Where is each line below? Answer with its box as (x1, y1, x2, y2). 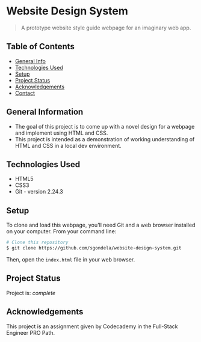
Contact (14, 89, 35, 97)
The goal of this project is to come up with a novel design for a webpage (14, 123, 195, 130)
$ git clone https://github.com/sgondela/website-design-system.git (6, 245, 182, 251)
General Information (6, 107, 84, 117)
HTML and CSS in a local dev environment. (14, 142, 122, 149)
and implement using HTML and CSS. (14, 129, 108, 136)
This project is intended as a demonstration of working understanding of (14, 135, 195, 142)
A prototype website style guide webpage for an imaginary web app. (20, 24, 191, 31)
